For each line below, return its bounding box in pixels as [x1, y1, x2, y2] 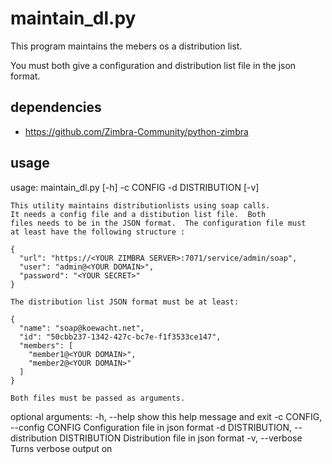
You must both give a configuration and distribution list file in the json [10, 59, 297, 71]
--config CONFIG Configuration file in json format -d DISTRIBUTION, [10, 421, 293, 433]
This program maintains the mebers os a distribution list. [10, 40, 243, 52]
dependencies [10, 99, 102, 116]
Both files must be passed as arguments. [10, 393, 186, 403]
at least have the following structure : [10, 227, 186, 237]
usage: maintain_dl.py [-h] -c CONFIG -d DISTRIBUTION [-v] [10, 181, 260, 193]
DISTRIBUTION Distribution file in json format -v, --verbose [59, 432, 303, 444]
